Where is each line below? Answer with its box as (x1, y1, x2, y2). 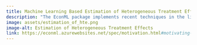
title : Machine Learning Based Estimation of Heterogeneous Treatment (6, 8, 182, 15)
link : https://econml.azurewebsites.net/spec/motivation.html (6, 30, 161, 36)
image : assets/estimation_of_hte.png (6, 19, 98, 25)
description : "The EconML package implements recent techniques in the (6, 14, 185, 20)
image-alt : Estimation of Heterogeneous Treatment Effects (6, 25, 154, 31)
